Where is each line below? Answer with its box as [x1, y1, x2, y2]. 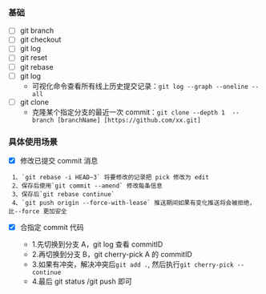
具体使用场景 [8, 136, 58, 147]
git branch [19, 26, 54, 35]
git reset [19, 53, 48, 62]
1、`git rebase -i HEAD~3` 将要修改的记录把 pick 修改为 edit [11, 174, 210, 182]
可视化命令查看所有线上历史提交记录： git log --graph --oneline [31, 81, 248, 91]
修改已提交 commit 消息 [19, 156, 99, 166]
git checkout [19, 34, 62, 45]
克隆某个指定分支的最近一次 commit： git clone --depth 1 [31, 107, 226, 117]
